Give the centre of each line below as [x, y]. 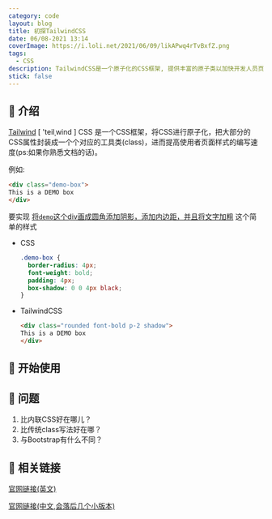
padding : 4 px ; [51, 281]
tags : [17, 54]
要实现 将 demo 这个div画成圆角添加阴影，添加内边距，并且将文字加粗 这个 [129, 217]
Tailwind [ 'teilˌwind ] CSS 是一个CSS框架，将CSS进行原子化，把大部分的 [130, 132]
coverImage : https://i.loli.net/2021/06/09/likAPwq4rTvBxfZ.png [119, 46]
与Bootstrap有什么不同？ [61, 440]
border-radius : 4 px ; [62, 265]
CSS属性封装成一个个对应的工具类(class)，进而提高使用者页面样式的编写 [130, 142]
